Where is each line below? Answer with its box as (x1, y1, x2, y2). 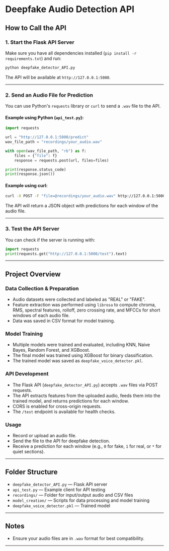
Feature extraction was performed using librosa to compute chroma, (12, 302, 156, 308)
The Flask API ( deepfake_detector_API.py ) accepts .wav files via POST (12, 381, 158, 388)
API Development (5, 370, 49, 377)
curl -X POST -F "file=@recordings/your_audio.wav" (5, 194, 116, 199)
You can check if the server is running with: (5, 237, 96, 243)
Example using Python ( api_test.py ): (5, 114, 84, 120)
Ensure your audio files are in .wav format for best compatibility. (12, 535, 145, 541)
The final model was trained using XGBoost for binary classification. (12, 352, 153, 358)
